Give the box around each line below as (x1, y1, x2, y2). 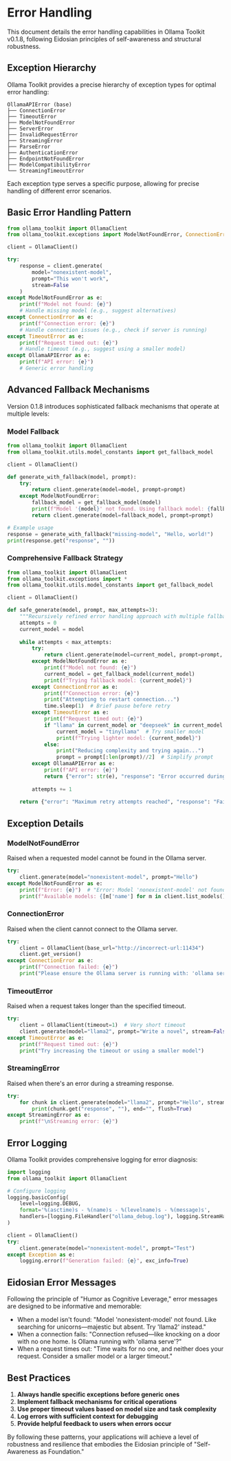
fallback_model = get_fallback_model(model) (32, 499, 162, 506)
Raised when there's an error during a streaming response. (7, 1079, 174, 1087)
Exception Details (7, 818, 84, 829)
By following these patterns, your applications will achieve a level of (7, 1433, 199, 1441)
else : (43, 741, 60, 748)
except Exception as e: (7, 1251, 76, 1258)
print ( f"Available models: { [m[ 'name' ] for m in (19, 893, 162, 899)
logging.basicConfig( (7, 1194, 69, 1201)
